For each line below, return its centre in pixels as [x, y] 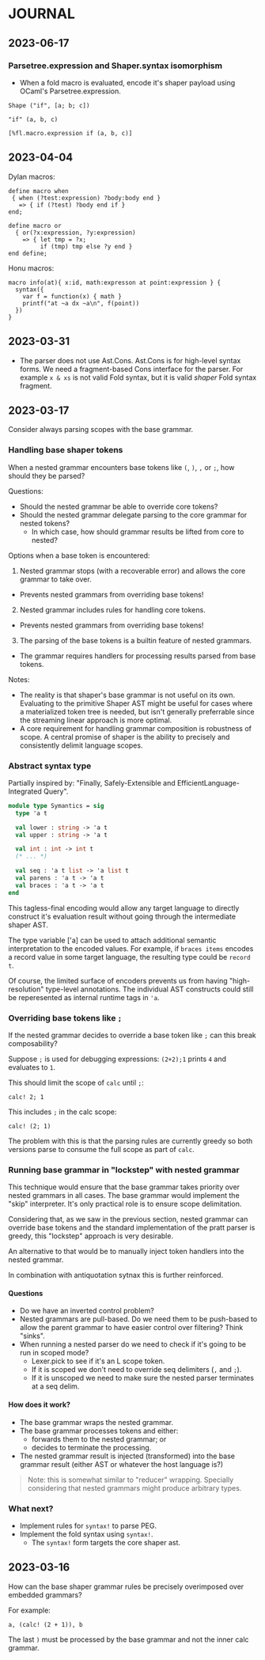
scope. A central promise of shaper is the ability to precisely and [125, 737]
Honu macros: [31, 268]
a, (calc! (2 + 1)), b [45, 1624]
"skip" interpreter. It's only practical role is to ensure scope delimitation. [125, 1204]
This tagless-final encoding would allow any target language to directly [124, 908]
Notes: [19, 679]
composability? [33, 1043]
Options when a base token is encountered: [79, 555]
